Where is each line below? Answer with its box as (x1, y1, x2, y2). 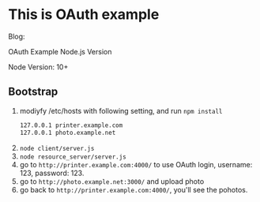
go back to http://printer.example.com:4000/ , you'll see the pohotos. (19, 185, 248, 194)
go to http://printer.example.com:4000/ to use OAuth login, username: (19, 159, 253, 169)
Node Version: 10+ (8, 62, 69, 72)
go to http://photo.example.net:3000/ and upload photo (19, 176, 205, 186)
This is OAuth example (8, 6, 160, 24)
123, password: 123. (19, 168, 85, 178)
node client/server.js (19, 144, 95, 152)
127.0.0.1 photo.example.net (19, 129, 116, 137)
